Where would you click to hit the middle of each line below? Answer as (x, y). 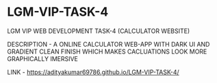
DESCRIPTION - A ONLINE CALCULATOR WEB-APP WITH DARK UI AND (108, 44)
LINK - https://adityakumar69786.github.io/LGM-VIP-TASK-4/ (93, 72)
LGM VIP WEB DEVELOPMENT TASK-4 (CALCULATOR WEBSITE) (99, 31)
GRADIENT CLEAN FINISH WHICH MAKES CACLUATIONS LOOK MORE (107, 51)
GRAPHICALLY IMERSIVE (43, 58)
